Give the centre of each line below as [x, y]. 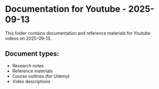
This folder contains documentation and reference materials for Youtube [78, 33]
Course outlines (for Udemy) [41, 76]
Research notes [28, 65]
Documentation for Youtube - [66, 9]
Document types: [32, 54]
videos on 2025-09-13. [28, 38]
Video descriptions [31, 81]
